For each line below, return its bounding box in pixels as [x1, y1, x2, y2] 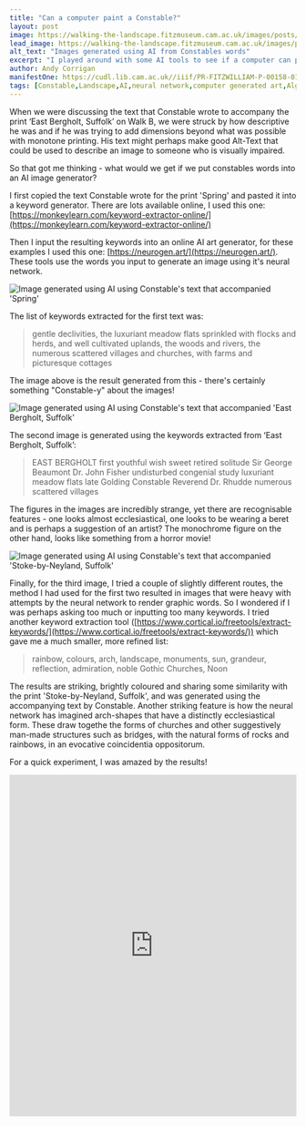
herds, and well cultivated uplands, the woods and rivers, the [31, 338, 261, 349]
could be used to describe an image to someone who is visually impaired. [9, 145, 285, 156]
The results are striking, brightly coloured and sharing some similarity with [9, 681, 289, 691]
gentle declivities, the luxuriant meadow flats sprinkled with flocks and [31, 328, 296, 339]
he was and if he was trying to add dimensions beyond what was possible [9, 125, 287, 137]
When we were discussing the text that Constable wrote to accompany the [9, 106, 290, 117]
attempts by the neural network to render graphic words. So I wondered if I [9, 597, 291, 608]
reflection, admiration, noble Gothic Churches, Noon [31, 662, 229, 674]
